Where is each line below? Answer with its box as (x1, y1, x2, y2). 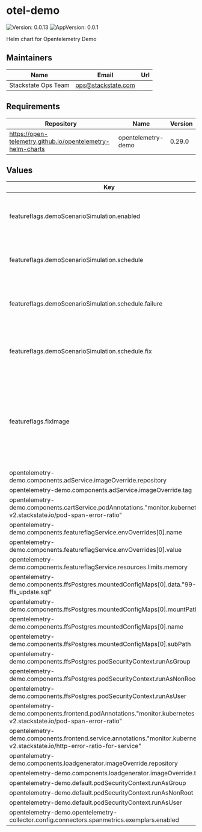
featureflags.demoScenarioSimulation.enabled (9, 212, 141, 220)
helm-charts (9, 144, 45, 153)
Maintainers (6, 53, 53, 63)
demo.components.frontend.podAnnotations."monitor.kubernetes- (9, 709, 198, 718)
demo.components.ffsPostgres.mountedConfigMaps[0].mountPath (9, 605, 198, 613)
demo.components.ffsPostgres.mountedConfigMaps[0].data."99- (9, 580, 197, 589)
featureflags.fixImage (9, 417, 70, 426)
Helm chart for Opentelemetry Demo (6, 35, 97, 42)
